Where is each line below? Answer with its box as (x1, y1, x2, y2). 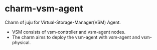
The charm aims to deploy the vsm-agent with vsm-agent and (12, 34, 140, 40)
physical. (12, 39, 31, 45)
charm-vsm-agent (5, 3, 83, 14)
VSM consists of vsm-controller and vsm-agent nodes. (12, 29, 126, 35)
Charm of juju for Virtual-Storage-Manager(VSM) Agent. (5, 19, 121, 25)
